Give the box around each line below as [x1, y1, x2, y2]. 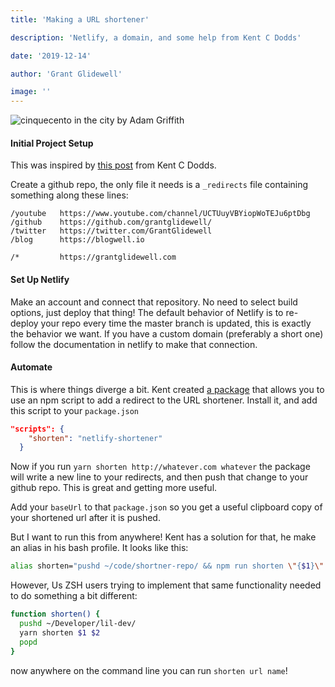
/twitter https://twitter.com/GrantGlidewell [10, 226, 213, 236]
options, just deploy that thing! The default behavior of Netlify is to [10, 306, 284, 318]
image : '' [10, 87, 52, 97]
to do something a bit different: [10, 590, 138, 602]
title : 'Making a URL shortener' [10, 14, 150, 25]
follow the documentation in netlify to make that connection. [10, 338, 258, 350]
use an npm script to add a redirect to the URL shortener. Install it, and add [10, 394, 318, 406]
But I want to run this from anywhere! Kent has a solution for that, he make [10, 531, 317, 543]
